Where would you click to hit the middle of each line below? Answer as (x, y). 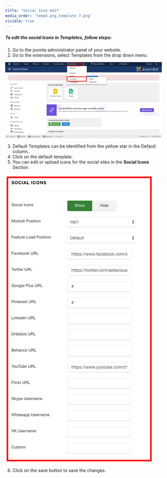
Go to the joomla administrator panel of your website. (67, 50)
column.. (21, 151)
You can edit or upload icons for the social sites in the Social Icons (81, 162)
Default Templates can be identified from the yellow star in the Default (84, 146)
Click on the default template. (42, 157)
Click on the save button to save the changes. (59, 470)
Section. (21, 167)
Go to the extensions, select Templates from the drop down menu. (80, 55)
